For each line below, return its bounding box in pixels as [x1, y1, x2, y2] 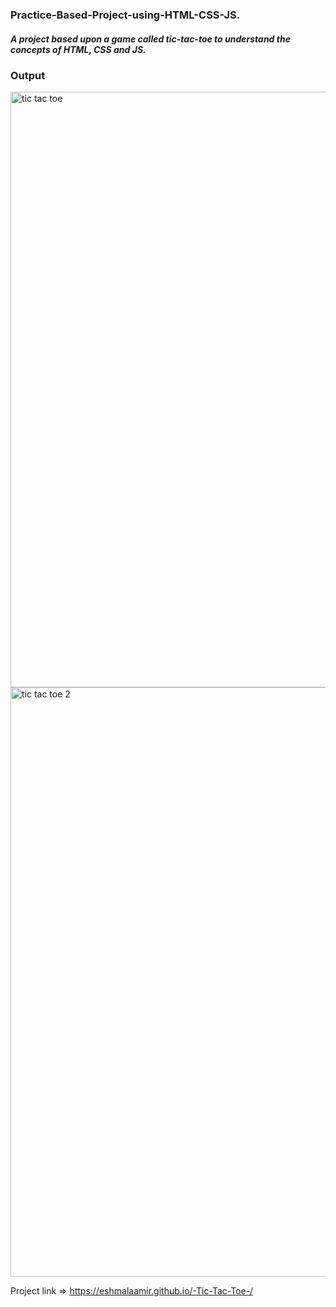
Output [10, 68, 46, 82]
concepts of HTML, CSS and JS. [10, 43, 147, 55]
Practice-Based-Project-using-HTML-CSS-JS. [10, 8, 241, 22]
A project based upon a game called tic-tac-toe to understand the [10, 33, 291, 45]
